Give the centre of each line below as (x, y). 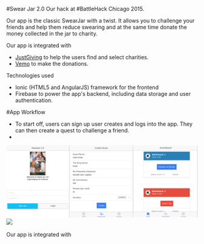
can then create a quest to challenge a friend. (72, 130)
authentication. (34, 100)
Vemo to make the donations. (52, 64)
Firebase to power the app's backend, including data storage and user (103, 94)
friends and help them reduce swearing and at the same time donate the (97, 27)
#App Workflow (26, 112)
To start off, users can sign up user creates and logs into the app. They (104, 124)
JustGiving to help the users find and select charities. (82, 57)
